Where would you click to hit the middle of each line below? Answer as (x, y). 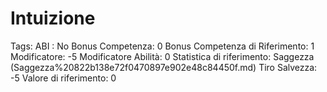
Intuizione (53, 18)
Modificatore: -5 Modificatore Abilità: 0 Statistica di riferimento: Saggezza (162, 56)
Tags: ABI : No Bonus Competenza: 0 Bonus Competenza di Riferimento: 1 (162, 46)
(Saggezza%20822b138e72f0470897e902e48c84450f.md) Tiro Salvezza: (164, 67)
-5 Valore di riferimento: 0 (63, 78)
